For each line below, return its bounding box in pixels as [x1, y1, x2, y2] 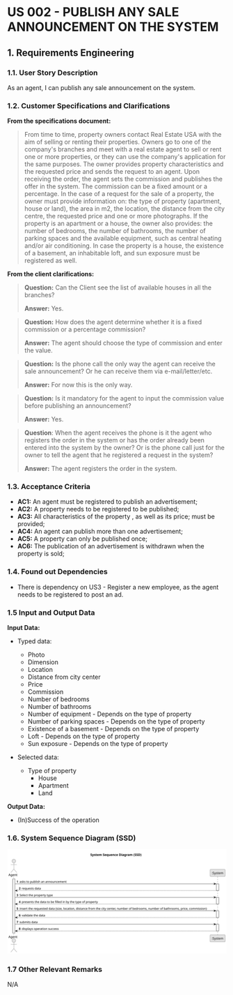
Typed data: [17, 637, 52, 645]
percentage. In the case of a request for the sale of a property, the [24, 190, 214, 198]
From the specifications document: [7, 117, 111, 126]
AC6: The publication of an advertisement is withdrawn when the [17, 542, 204, 551]
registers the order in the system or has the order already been [24, 436, 205, 444]
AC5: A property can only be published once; [17, 534, 148, 543]
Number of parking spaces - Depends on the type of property [27, 717, 205, 726]
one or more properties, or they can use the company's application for [24, 153, 226, 161]
